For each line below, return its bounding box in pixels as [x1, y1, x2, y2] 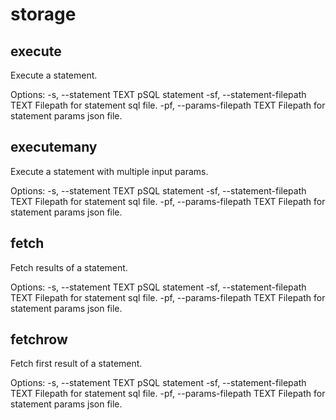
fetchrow [10, 331, 68, 348]
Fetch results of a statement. [10, 261, 128, 273]
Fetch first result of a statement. [10, 358, 143, 370]
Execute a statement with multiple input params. [10, 165, 209, 177]
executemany [10, 139, 98, 156]
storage [10, 3, 77, 26]
